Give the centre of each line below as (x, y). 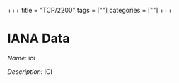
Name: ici (21, 58)
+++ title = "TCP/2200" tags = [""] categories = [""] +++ (90, 10)
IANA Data (39, 39)
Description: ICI (30, 71)
